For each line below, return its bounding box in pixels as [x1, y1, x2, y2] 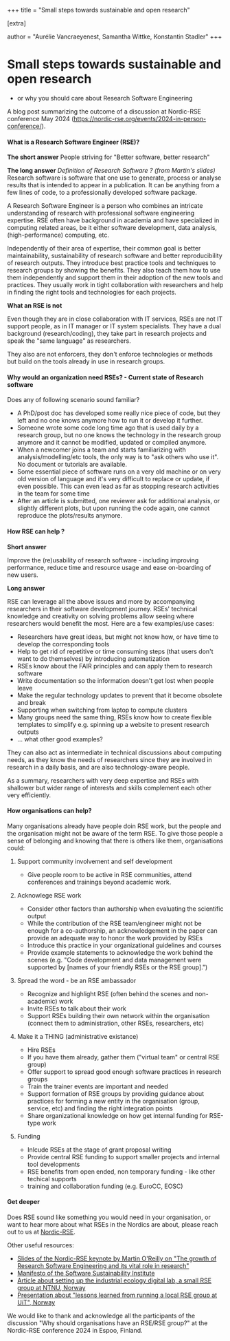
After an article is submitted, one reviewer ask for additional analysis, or [16, 497, 220, 505]
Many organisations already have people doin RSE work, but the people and [7, 822, 222, 830]
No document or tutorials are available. [16, 461, 127, 469]
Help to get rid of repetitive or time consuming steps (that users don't [16, 647, 214, 655]
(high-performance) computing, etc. [7, 231, 110, 240]
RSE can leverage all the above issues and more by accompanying [7, 597, 195, 605]
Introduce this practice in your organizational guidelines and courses [27, 941, 222, 949]
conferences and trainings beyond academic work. [27, 878, 172, 886]
